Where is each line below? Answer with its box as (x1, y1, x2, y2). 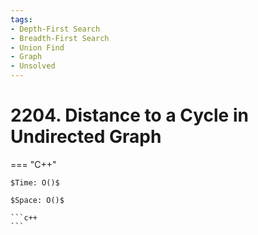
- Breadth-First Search (10, 33, 110, 43)
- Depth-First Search (10, 24, 101, 34)
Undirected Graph (10, 126, 162, 148)
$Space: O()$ (10, 195, 65, 205)
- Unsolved (10, 61, 56, 71)
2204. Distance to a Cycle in (10, 104, 249, 127)
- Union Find (10, 42, 65, 53)
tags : (10, 14, 33, 25)
